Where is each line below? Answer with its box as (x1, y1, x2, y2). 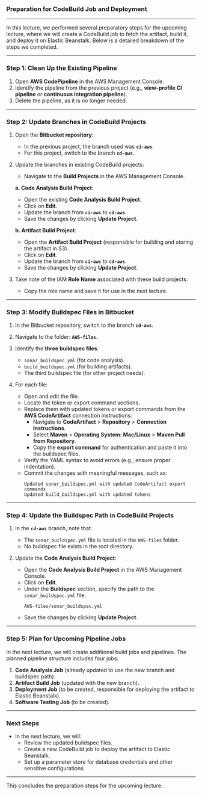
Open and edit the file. (23, 393, 79, 400)
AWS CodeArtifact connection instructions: (23, 412, 132, 419)
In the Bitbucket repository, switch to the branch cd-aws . (14, 321, 154, 329)
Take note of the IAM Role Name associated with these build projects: (14, 276, 188, 283)
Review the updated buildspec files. (23, 739, 113, 746)
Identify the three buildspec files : (14, 345, 99, 352)
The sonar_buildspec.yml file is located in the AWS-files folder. (23, 536, 179, 543)
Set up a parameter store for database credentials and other (23, 758, 173, 766)
